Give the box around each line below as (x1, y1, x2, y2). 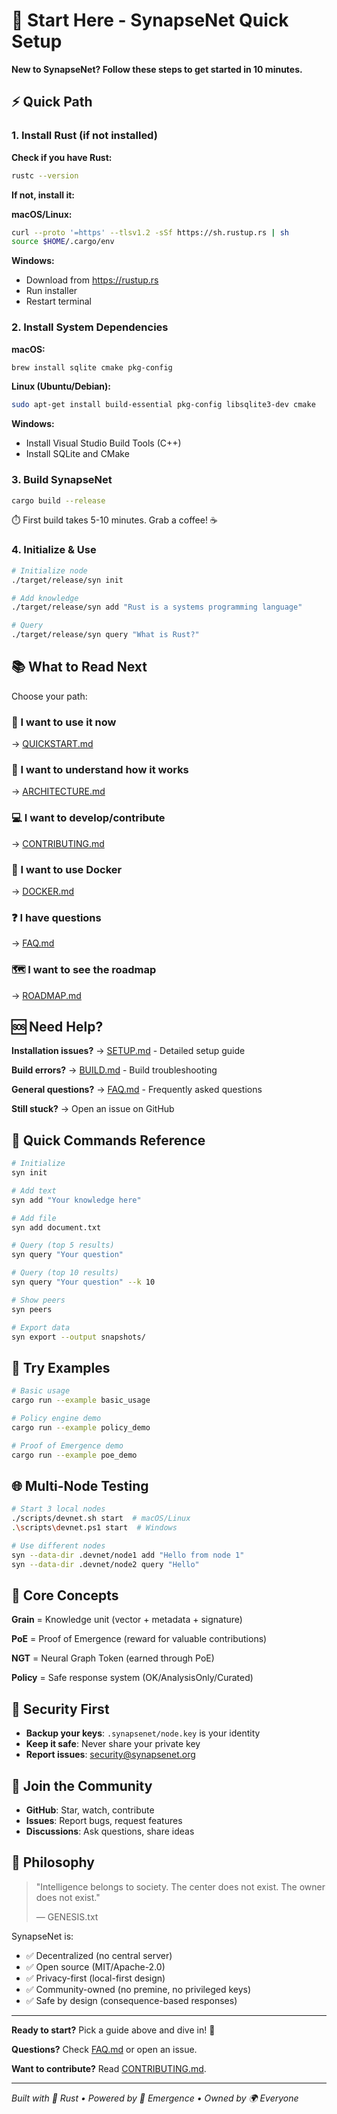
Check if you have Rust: (11, 151, 113, 163)
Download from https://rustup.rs (25, 274, 159, 286)
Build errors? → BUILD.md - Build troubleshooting (11, 1064, 218, 1076)
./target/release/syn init (11, 575, 124, 585)
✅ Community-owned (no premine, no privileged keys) (25, 1983, 252, 1995)
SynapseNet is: (11, 1930, 74, 1942)
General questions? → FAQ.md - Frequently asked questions (11, 1084, 263, 1096)
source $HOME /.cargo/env (11, 237, 115, 247)
